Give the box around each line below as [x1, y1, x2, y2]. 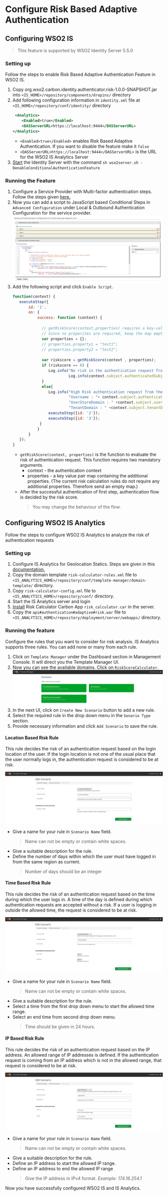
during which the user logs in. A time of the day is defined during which [5, 896, 152, 903]
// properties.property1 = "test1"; [41, 342, 118, 347]
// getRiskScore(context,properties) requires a [41, 326, 145, 331]
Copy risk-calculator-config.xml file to [12, 588, 96, 594]
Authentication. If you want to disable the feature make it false [19, 143, 149, 149]
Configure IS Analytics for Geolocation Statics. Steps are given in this [12, 561, 155, 567]
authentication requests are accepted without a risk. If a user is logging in [5, 902, 156, 908]
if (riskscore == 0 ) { [41, 363, 89, 368]
